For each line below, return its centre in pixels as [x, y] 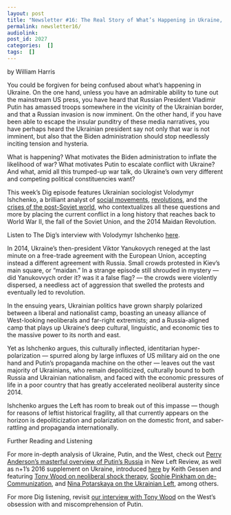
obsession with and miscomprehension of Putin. [75, 504]
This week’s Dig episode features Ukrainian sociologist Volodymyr [101, 192]
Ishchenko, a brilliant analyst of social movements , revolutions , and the [107, 199]
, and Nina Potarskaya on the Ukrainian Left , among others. [135, 483]
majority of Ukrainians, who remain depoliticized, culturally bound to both [111, 370]
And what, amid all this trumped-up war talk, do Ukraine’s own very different [115, 171]
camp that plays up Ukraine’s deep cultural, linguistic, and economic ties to [113, 327]
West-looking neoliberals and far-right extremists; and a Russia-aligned [108, 320]
